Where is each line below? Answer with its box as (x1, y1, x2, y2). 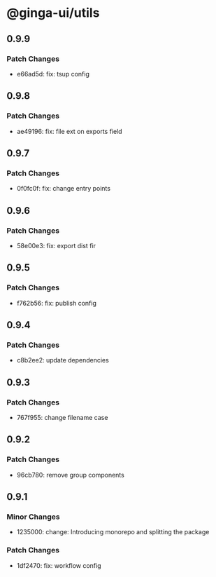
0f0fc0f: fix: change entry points (16, 184, 111, 193)
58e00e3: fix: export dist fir (16, 241, 96, 250)
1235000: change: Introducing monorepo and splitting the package (16, 528, 210, 536)
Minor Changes (6, 512, 60, 522)
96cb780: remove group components (16, 470, 125, 479)
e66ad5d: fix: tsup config (16, 69, 90, 78)
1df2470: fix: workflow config (16, 561, 102, 569)
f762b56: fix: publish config (16, 299, 97, 307)
